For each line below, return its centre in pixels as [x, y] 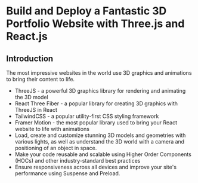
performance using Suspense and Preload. [67, 173]
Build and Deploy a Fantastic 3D [86, 11]
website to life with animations [52, 129]
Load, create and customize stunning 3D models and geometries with [100, 135]
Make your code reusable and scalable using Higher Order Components [103, 154]
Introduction [30, 58]
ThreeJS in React [36, 110]
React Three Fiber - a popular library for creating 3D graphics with [96, 103]
